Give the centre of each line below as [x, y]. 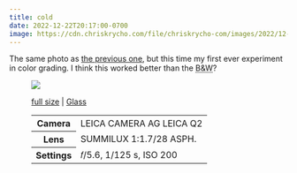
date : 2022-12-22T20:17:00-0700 [69, 26]
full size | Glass [59, 102]
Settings [54, 155]
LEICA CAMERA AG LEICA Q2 [141, 123]
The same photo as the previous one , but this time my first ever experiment [146, 59]
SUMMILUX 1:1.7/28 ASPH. [138, 139]
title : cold [31, 17]
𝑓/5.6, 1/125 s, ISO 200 [129, 155]
